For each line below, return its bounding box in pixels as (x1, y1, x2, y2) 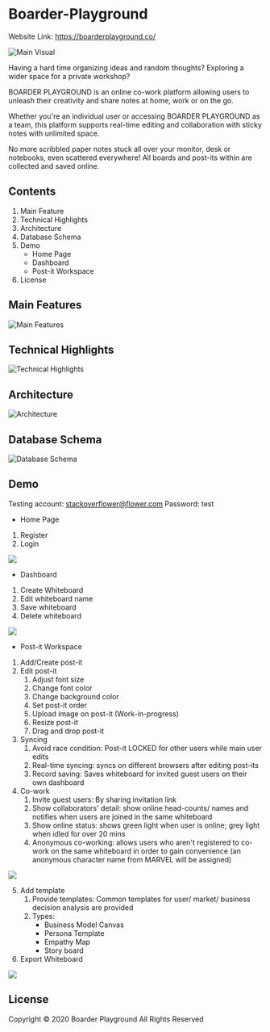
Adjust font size (31, 674, 85, 684)
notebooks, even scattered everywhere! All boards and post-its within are (8, 153, 252, 162)
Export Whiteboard (19, 954, 83, 963)
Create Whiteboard (19, 585, 84, 594)
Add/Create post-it (19, 657, 83, 667)
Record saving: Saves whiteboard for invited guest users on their (31, 769, 247, 778)
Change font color (31, 683, 93, 693)
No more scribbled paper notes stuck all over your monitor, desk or (8, 144, 231, 153)
